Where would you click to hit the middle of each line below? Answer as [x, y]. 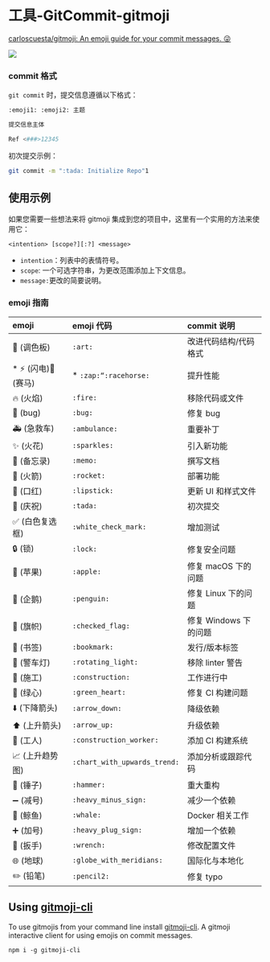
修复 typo [205, 877]
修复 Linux [207, 593]
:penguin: [91, 598]
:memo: [85, 460]
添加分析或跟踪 [216, 757]
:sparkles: [93, 445]
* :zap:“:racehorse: [111, 376]
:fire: [85, 397]
